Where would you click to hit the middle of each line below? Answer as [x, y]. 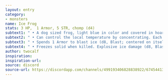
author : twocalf [22, 51]
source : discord [22, 65]
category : [15, 14]
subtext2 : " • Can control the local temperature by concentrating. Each [84, 38]
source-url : [17, 70]
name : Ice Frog [21, 24]
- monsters [16, 19]
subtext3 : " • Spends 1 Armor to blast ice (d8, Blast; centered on [78, 42]
